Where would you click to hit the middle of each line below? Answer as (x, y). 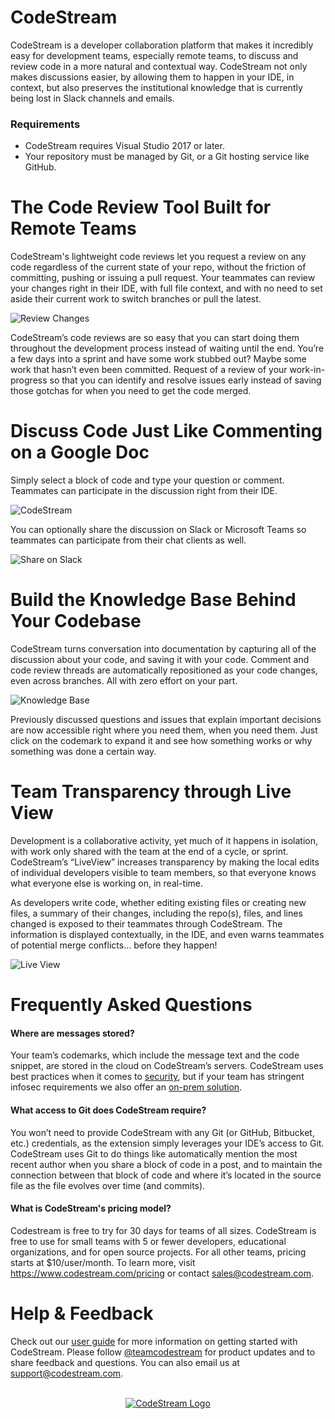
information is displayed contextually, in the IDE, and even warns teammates (167, 934)
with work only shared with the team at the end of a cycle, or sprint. (149, 851)
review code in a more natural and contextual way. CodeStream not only (159, 66)
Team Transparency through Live (151, 792)
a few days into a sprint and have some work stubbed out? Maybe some (158, 359)
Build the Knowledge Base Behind (153, 600)
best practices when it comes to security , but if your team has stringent (157, 1077)
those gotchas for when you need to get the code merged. (131, 391)
